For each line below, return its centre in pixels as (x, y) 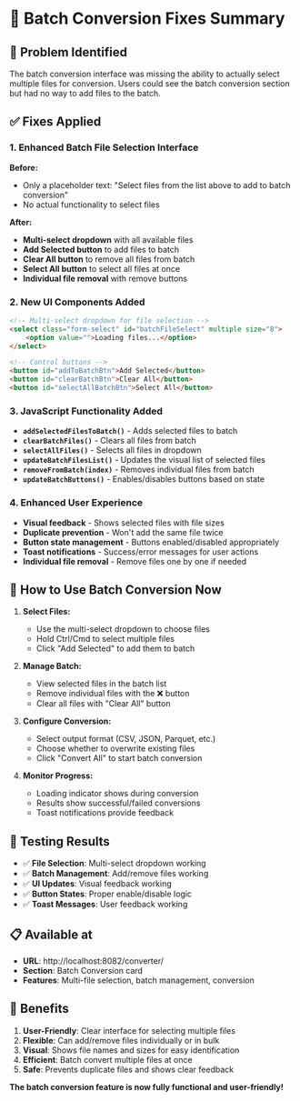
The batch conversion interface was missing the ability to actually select (145, 74)
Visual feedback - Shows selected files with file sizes (123, 523)
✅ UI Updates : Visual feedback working (97, 884)
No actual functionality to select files (91, 205)
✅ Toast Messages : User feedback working (105, 905)
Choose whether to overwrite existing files (115, 748)
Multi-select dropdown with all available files (108, 239)
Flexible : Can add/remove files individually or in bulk (121, 1040)
